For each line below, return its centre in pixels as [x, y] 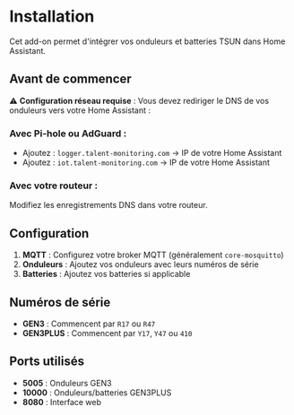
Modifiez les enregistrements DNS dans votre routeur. [108, 205]
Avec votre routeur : [54, 186]
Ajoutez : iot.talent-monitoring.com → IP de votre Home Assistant [146, 162]
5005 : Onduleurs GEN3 [67, 383]
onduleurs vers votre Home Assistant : [80, 110]
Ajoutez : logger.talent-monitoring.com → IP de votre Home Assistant [152, 153]
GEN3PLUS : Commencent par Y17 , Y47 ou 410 [107, 333]
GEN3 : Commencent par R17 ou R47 [89, 324]
